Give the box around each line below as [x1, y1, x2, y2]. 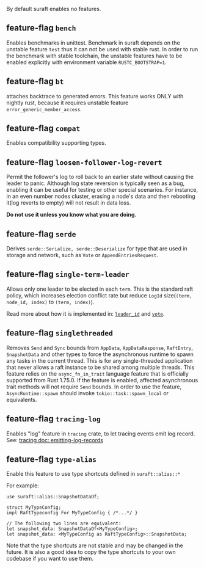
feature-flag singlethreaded [6, 328, 113, 338]
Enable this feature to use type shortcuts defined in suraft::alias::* [6, 470, 181, 478]
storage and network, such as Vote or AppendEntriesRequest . [6, 252, 159, 259]
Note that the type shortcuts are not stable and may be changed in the [6, 542, 183, 549]
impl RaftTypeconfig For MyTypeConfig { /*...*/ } [6, 510, 138, 516]
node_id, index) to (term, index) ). [6, 298, 95, 305]
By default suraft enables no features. [6, 5, 101, 12]
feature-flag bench [6, 23, 76, 33]
